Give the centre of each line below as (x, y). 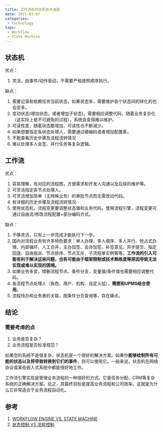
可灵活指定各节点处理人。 (38, 190)
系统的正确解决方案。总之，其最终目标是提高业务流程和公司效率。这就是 (77, 384)
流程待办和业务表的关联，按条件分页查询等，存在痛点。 (67, 295)
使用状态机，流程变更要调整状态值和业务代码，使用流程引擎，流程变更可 (84, 208)
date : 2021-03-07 (23, 14)
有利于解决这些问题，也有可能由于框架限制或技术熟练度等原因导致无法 (86, 259)
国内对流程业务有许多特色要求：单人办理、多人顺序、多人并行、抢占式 (82, 241)
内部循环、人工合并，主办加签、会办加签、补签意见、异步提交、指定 (89, 247)
